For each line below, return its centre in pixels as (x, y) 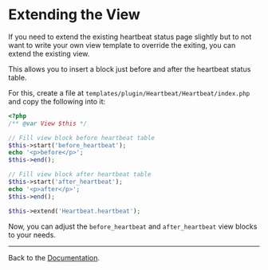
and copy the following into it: (57, 101)
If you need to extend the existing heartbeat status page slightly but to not (130, 37)
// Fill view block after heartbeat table (80, 174)
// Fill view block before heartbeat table (82, 138)
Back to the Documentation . (54, 257)
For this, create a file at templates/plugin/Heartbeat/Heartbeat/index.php (129, 92)
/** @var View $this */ (48, 123)
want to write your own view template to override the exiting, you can (122, 45)
